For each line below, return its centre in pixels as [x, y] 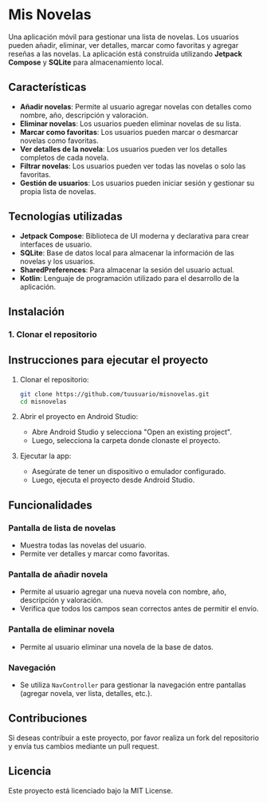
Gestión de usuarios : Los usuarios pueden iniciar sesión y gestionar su [137, 183]
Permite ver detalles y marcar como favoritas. [94, 554]
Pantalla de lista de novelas [62, 528]
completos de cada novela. [64, 157]
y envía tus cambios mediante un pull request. [84, 746]
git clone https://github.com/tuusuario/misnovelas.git [114, 394]
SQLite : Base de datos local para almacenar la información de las [127, 252]
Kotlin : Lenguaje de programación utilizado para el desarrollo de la [130, 278]
